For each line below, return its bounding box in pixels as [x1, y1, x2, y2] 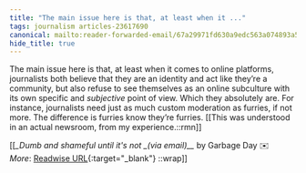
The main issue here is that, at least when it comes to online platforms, [9, 64, 275, 75]
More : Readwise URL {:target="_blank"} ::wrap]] [9, 153, 189, 164]
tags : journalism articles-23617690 [9, 22, 148, 31]
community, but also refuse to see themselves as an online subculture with [9, 83, 291, 94]
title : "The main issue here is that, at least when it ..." [9, 13, 247, 23]
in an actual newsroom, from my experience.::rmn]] [9, 122, 202, 133]
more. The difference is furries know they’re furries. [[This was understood [9, 112, 291, 123]
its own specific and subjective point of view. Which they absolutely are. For [9, 93, 294, 104]
